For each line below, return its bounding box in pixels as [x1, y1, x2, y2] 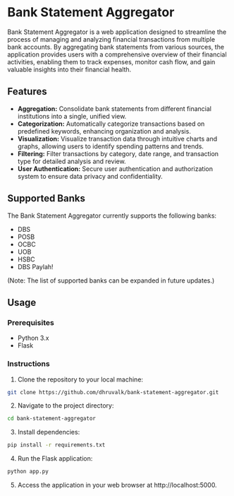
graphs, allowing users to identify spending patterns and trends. [17, 142, 204, 150]
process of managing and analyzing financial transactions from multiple [7, 35, 216, 43]
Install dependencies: [17, 428, 80, 437]
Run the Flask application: [17, 454, 93, 463]
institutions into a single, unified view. [17, 112, 127, 120]
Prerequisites [7, 317, 54, 327]
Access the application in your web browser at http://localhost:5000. [17, 481, 217, 490]
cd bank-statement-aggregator [7, 415, 97, 423]
